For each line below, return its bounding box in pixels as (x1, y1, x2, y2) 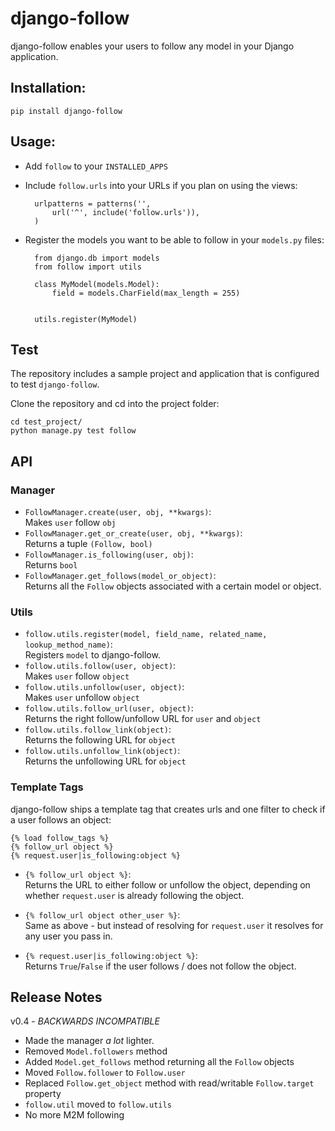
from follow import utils (34, 262, 142, 272)
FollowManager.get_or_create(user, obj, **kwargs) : (24, 527, 243, 539)
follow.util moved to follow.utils (24, 1098, 172, 1111)
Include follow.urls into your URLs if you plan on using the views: (24, 179, 298, 191)
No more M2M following (24, 1109, 125, 1121)
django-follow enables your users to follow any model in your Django (10, 40, 295, 52)
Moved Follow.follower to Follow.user (24, 1067, 186, 1079)
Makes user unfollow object (24, 692, 140, 704)
